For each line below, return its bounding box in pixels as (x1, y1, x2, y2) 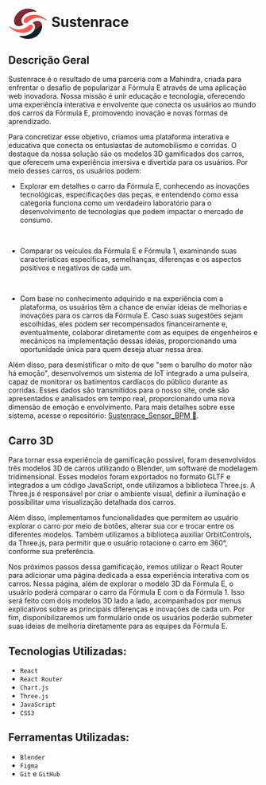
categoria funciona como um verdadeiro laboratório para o (19, 198, 212, 208)
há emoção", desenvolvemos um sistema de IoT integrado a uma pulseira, (8, 369, 250, 378)
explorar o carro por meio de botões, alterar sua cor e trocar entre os (8, 521, 234, 531)
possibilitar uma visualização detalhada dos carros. (8, 498, 176, 507)
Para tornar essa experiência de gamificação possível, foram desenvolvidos (8, 455, 256, 465)
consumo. (19, 215, 53, 225)
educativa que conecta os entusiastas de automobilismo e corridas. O (8, 141, 237, 150)
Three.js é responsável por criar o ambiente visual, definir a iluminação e (8, 489, 246, 498)
